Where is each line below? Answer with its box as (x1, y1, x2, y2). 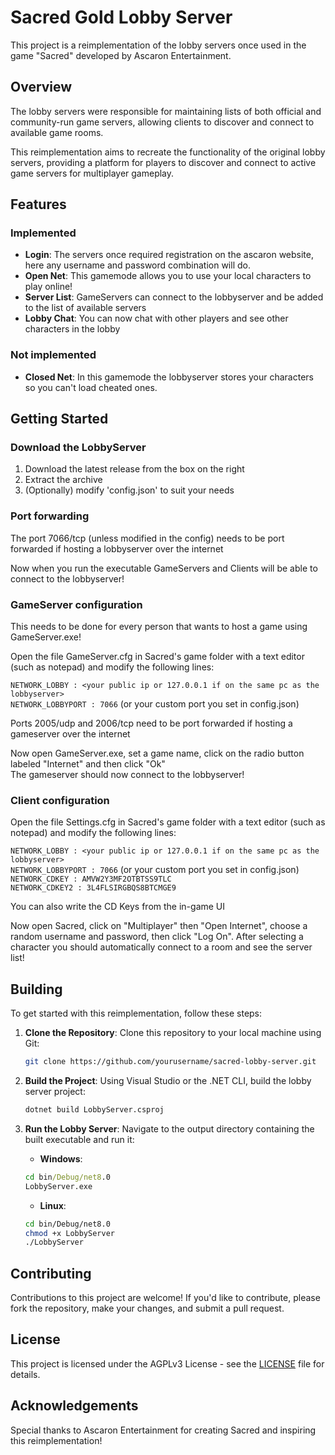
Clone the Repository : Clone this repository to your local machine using (24, 1027, 322, 1039)
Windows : (39, 1152, 83, 1165)
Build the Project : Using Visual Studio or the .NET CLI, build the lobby (24, 1075, 312, 1086)
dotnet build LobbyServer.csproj (24, 1105, 165, 1115)
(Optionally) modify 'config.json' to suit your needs (24, 484, 235, 496)
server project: (24, 1086, 86, 1097)
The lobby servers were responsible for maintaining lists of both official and (10, 105, 322, 117)
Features (10, 196, 67, 213)
